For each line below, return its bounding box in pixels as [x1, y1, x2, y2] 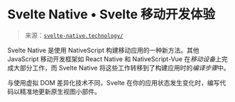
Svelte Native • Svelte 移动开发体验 [7, 6, 216, 23]
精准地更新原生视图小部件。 [19, 87, 101, 96]
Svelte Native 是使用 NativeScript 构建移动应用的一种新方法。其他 [7, 46, 200, 54]
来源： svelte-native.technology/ [24, 31, 124, 39]
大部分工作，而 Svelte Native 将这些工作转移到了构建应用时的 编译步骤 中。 [13, 63, 230, 72]
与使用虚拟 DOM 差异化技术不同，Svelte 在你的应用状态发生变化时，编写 [7, 78, 220, 87]
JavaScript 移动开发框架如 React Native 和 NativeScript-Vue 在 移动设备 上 [7, 54, 222, 63]
